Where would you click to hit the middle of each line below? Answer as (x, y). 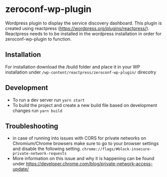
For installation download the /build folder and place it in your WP (73, 66)
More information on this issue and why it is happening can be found (83, 158)
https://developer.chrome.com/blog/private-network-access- (89, 164)
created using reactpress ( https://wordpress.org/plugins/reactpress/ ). (77, 28)
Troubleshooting (32, 126)
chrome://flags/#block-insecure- (117, 149)
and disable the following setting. (47, 149)
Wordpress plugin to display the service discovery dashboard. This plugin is (83, 23)
